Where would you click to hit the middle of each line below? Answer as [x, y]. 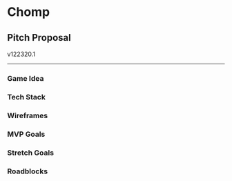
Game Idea [26, 78]
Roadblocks [28, 171]
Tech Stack [27, 97]
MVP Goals [26, 134]
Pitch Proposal [39, 38]
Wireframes [28, 115]
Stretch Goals [30, 153]
